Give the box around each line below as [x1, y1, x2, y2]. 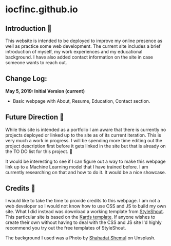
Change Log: [5, 74, 47, 83]
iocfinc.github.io [5, 4, 78, 15]
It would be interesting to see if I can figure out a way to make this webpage [5, 158, 166, 164]
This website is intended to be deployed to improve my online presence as [5, 37, 163, 44]
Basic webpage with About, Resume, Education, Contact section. [12, 98, 150, 104]
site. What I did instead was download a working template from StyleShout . [5, 209, 164, 215]
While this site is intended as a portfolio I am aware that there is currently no [5, 126, 166, 133]
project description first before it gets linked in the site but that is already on [5, 143, 166, 149]
